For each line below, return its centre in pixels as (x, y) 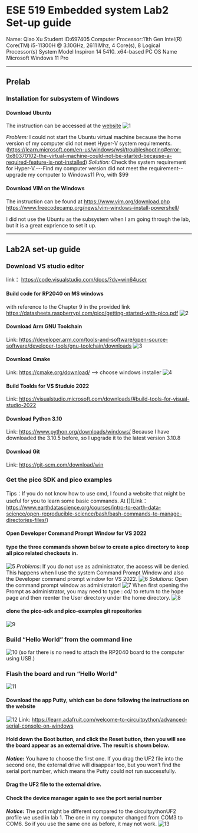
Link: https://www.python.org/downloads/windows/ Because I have (88, 432)
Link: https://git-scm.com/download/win (55, 465)
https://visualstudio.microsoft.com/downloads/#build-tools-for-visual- (104, 399)
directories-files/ (27, 520)
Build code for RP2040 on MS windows (55, 293)
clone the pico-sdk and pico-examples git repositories (74, 611)
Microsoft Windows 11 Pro (37, 58)
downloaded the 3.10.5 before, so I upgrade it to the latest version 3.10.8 (93, 438)
